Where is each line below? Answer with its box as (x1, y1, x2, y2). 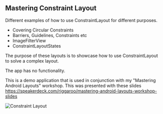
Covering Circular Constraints (12, 27, 74, 33)
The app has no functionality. (5, 67, 65, 73)
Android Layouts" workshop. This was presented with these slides (5, 82, 141, 88)
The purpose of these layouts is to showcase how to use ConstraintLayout (5, 52, 158, 58)
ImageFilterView (12, 37, 46, 43)
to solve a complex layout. (5, 57, 59, 64)
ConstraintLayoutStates (12, 42, 61, 49)
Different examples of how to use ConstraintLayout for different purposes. (5, 17, 157, 23)
